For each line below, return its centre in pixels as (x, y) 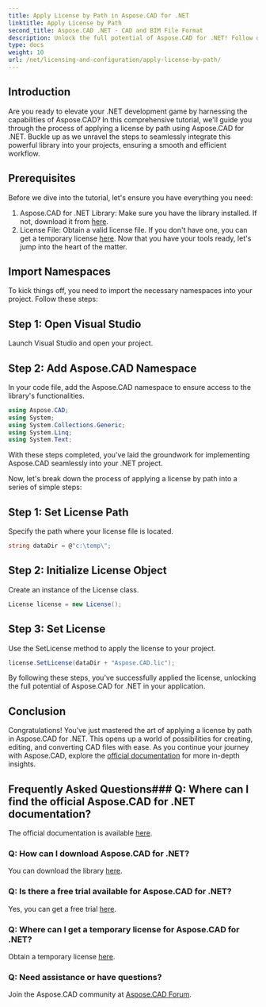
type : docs (26, 45)
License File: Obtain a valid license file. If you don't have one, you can (133, 230)
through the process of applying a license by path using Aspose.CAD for (126, 128)
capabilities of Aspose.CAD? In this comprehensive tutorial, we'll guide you (130, 119)
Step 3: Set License (57, 629)
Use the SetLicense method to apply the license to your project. (112, 648)
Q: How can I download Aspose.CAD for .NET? (99, 853)
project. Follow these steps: (53, 299)
